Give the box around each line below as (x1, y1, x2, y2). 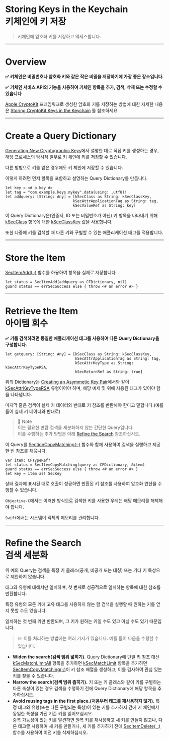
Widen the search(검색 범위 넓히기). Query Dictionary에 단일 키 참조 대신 (12, 654, 160, 660)
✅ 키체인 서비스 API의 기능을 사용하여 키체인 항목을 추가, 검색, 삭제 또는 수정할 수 (5, 84, 162, 90)
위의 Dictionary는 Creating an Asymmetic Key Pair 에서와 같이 (5, 379, 130, 385)
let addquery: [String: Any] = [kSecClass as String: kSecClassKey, (5, 194, 152, 199)
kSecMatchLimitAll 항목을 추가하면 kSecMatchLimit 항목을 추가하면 (12, 660, 147, 666)
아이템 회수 (5, 318, 48, 329)
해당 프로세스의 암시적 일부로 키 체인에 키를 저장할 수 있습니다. (5, 154, 127, 160)
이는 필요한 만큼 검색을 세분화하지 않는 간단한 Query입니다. (17, 424, 134, 430)
